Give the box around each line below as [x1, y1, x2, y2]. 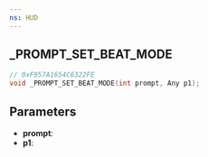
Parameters [9, 104, 77, 119]
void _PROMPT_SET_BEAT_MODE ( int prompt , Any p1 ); [9, 78, 201, 88]
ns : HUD [9, 13, 39, 23]
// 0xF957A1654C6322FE [9, 70, 95, 79]
